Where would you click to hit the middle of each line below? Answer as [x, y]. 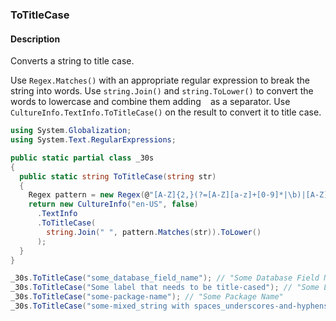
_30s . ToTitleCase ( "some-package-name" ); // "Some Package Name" [147, 297]
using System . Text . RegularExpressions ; [93, 140]
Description [35, 39]
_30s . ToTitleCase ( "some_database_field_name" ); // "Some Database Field [165, 278]
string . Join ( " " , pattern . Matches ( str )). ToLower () [154, 232]
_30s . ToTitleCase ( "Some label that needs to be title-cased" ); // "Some [165, 288]
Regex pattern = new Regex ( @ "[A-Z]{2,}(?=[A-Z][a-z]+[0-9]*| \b [163, 195]
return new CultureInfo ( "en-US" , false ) [113, 204]
